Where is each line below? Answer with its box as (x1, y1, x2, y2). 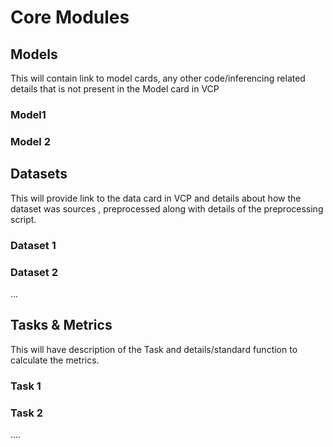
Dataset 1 (10, 238, 57, 252)
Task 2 (10, 406, 44, 420)
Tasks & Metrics (10, 317, 113, 334)
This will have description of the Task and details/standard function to (10, 343, 298, 355)
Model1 (10, 107, 47, 121)
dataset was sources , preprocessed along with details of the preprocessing (10, 202, 324, 215)
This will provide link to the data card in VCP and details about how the (10, 192, 302, 204)
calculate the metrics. (10, 354, 100, 366)
